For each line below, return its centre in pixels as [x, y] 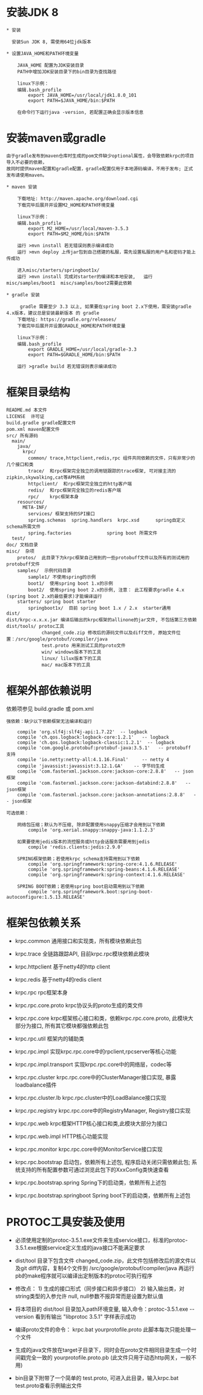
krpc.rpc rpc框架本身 [41, 992]
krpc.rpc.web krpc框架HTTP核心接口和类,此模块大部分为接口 [91, 1123]
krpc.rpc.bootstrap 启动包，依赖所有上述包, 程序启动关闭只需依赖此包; [103, 1162]
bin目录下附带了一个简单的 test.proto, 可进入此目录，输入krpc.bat [97, 1378]
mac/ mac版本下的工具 [66, 665]
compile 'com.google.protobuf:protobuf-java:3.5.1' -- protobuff [104, 748]
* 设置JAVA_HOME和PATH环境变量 [42, 53]
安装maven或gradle [56, 138]
